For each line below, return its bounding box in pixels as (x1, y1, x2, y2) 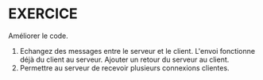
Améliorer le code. (8, 31, 69, 40)
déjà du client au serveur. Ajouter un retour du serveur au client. (19, 55, 230, 64)
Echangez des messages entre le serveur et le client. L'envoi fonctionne (19, 46, 256, 55)
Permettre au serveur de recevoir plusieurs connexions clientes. (19, 63, 230, 72)
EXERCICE (8, 5, 78, 23)
